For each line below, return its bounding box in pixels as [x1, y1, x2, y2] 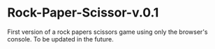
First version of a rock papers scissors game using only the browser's [7, 28, 208, 36]
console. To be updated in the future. [7, 35, 114, 43]
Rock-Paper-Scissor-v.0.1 [7, 5, 159, 21]
